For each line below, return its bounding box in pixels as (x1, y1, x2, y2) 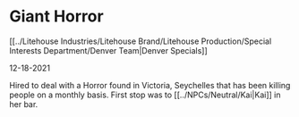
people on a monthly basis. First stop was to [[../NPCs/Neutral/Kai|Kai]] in (9, 89, 281, 100)
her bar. (9, 98, 38, 109)
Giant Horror (9, 6, 105, 27)
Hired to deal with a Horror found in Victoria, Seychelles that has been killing (9, 79, 291, 90)
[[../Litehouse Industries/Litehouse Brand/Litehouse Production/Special (9, 36, 272, 46)
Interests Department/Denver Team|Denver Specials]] (9, 45, 208, 55)
